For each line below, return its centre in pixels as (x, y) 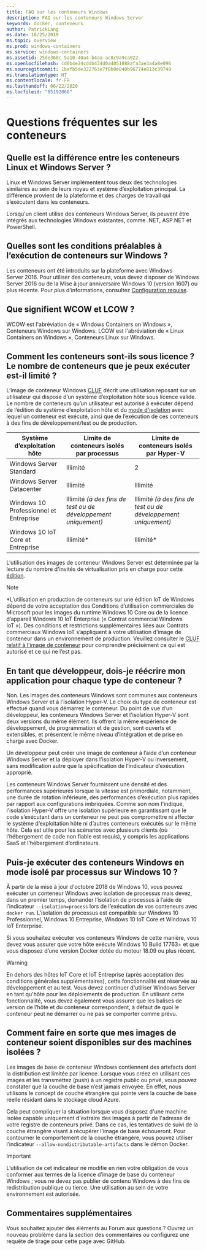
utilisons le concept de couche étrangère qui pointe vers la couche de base (102, 1093)
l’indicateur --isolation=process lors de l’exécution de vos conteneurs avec (102, 906)
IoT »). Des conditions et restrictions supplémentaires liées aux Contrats (97, 625)
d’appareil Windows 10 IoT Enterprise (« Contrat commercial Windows (94, 619)
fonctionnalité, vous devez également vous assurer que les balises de (94, 1001)
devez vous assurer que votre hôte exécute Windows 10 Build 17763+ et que (103, 944)
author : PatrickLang (33, 29)
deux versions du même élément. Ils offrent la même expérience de (91, 721)
